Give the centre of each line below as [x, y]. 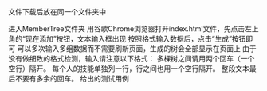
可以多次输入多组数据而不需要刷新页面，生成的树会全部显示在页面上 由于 [137, 49]
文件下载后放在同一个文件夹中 [57, 12]
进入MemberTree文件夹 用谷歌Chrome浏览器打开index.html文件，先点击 [127, 29]
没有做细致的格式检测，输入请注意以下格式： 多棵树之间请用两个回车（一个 [132, 59]
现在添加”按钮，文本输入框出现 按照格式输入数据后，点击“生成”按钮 [135, 39]
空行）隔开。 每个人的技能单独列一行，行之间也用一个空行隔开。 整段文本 [129, 69]
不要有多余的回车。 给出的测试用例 [72, 79]
